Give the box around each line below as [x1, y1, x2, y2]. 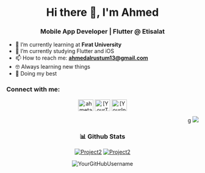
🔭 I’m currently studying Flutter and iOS [15, 48, 115, 55]
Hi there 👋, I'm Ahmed [46, 5, 159, 19]
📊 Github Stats [79, 132, 126, 141]
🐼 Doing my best [15, 70, 57, 77]
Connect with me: [6, 85, 60, 94]
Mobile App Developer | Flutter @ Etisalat [40, 27, 165, 36]
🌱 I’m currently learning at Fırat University [15, 41, 122, 48]
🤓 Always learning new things [15, 63, 90, 71]
